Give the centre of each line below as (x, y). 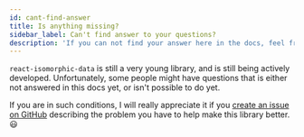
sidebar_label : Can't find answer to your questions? (113, 34)
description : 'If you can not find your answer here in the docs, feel (147, 43)
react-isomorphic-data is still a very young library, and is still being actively (150, 68)
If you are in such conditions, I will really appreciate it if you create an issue (149, 105)
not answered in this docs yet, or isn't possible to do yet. (115, 87)
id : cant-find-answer (50, 18)
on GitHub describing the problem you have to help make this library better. (150, 114)
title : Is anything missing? (64, 26)
